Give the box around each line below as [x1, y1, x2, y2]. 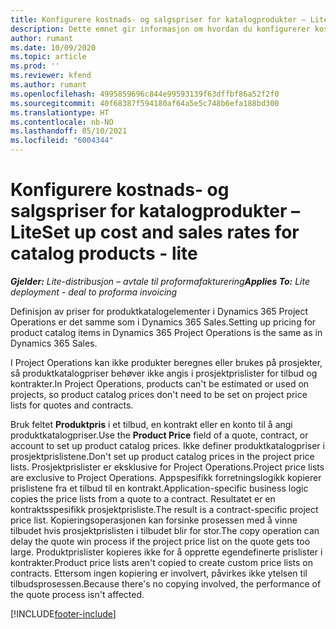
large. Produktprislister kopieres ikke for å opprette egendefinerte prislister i [10, 546, 323, 558]
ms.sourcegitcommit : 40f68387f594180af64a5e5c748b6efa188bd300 [10, 98, 280, 108]
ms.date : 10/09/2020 [10, 42, 97, 53]
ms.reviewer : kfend [10, 71, 92, 81]
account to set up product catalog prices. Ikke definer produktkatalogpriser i [10, 439, 325, 451]
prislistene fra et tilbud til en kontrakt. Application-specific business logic [10, 482, 309, 494]
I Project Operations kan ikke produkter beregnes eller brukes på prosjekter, [10, 356, 323, 368]
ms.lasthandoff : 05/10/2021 [10, 126, 128, 136]
